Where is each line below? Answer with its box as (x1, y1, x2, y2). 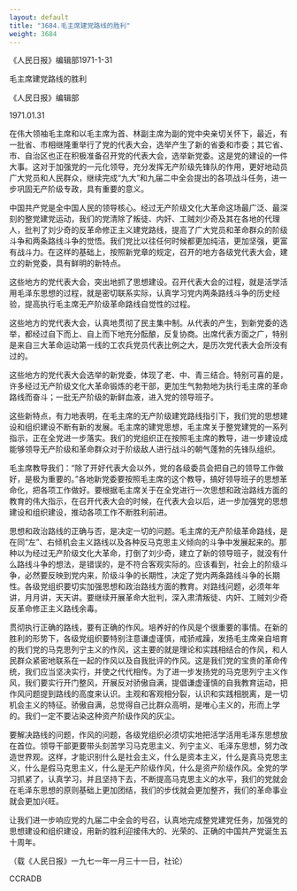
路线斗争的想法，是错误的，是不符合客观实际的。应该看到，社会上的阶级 (16, 559, 280, 569)
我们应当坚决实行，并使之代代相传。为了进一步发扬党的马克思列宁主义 (24, 666, 280, 678)
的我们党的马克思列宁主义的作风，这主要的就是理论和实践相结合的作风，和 (9, 644, 280, 655)
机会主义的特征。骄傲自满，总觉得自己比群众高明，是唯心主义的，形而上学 (9, 700, 280, 710)
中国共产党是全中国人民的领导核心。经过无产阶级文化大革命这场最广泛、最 (9, 203, 280, 213)
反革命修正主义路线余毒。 (9, 603, 103, 614)
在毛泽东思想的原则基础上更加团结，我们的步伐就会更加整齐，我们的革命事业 (9, 785, 288, 795)
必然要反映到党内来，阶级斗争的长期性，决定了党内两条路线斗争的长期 (24, 570, 280, 581)
